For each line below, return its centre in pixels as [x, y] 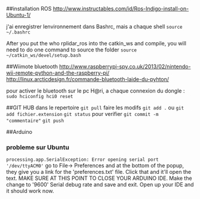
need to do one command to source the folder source [72, 50]
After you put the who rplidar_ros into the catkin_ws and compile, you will [96, 43]
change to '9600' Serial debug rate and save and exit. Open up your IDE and [100, 185]
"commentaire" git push [35, 121]
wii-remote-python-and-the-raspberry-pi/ [58, 73]
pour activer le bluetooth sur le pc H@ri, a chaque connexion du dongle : [96, 91]
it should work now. [30, 191]
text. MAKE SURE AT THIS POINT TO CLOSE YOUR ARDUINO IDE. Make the [99, 178]
